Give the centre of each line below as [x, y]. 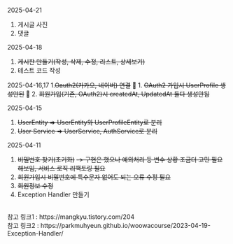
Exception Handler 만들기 [53, 194]
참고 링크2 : [23, 225]
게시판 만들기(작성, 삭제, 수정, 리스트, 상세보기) [81, 62]
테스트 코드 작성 [39, 70]
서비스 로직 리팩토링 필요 [72, 168]
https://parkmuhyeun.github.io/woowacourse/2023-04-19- [126, 225]
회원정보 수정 [35, 186]
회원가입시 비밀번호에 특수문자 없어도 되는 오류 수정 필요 [94, 177]
